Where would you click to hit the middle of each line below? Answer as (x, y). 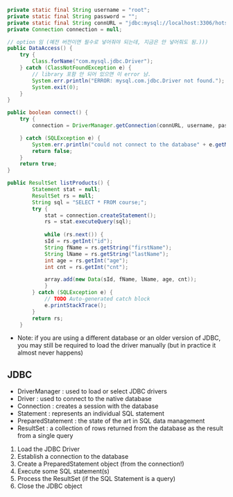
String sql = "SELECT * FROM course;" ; (90, 202)
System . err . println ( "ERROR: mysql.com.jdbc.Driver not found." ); (129, 81)
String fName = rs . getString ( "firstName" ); (108, 247)
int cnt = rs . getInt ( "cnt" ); (86, 267)
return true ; (38, 164)
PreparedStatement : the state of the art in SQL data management (111, 421)
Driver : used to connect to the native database (84, 399)
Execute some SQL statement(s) (63, 471)
